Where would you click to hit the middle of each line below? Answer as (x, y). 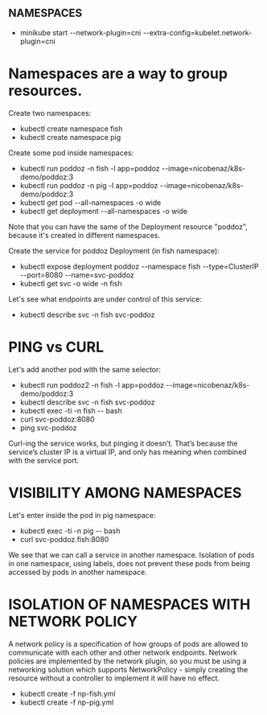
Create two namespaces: (50, 113)
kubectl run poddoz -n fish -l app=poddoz (90, 168)
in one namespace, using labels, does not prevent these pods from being (129, 563)
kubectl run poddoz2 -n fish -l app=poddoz (92, 384)
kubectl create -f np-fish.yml (68, 693)
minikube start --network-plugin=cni (80, 32)
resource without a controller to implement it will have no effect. (114, 678)
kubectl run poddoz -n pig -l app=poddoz (89, 185)
